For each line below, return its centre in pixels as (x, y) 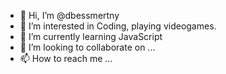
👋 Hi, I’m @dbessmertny (69, 15)
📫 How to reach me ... (66, 58)
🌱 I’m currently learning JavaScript (91, 36)
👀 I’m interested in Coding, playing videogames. (118, 26)
